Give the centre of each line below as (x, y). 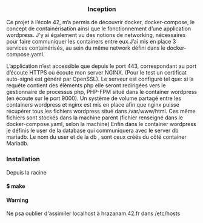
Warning (17, 200)
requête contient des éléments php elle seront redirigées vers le (86, 85)
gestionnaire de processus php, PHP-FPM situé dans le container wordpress (102, 92)
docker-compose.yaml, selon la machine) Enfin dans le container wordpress (101, 124)
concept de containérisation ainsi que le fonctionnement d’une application (99, 28)
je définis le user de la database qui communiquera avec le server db (92, 131)
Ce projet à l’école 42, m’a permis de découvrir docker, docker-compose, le (101, 22)
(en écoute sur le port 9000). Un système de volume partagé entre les (94, 98)
